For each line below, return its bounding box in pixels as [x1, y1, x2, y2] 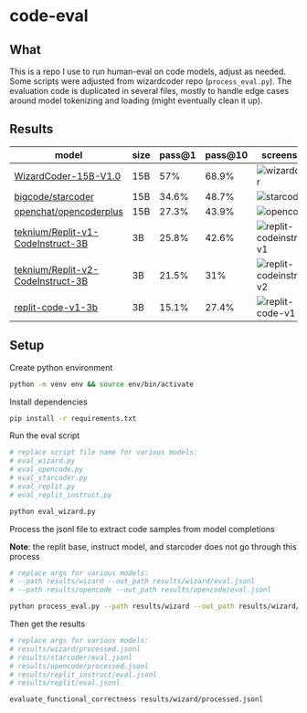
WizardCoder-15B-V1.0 [14, 170, 122, 183]
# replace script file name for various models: [9, 448, 198, 457]
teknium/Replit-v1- [14, 225, 100, 238]
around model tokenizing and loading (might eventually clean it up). [9, 95, 263, 106]
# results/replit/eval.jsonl [9, 678, 121, 687]
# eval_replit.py [9, 481, 76, 491]
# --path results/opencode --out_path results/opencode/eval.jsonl [9, 585, 272, 594]
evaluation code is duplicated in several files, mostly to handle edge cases [9, 86, 290, 96]
